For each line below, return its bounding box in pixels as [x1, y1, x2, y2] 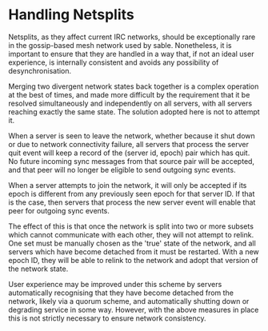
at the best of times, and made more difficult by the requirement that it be [8, 90, 250, 99]
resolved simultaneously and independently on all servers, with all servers [8, 98, 253, 108]
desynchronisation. [8, 66, 72, 75]
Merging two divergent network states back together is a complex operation [8, 82, 259, 91]
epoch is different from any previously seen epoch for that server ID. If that [8, 189, 255, 198]
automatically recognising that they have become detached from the [8, 288, 234, 297]
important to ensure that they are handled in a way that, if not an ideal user [8, 49, 254, 58]
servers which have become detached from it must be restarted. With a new [8, 246, 260, 257]
